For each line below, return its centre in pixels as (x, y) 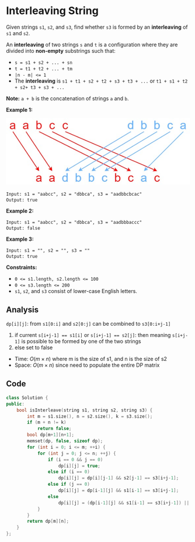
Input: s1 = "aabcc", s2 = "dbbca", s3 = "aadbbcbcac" (74, 195)
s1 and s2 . (18, 33)
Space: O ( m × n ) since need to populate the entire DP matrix (87, 365)
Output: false (23, 229)
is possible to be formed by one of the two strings (81, 342)
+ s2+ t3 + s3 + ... (39, 87)
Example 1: (20, 110)
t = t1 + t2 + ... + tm (43, 69)
